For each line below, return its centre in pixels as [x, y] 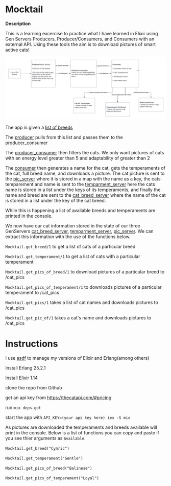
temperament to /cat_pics [32, 292]
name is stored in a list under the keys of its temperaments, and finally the [83, 190]
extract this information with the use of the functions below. [68, 237]
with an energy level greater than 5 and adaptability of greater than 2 [78, 158]
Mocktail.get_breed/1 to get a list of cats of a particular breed [70, 246]
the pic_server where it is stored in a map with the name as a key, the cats [83, 179]
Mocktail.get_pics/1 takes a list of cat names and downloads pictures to [82, 302]
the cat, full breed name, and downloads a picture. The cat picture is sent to [85, 173]
